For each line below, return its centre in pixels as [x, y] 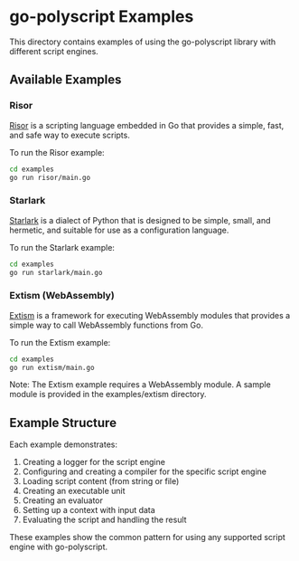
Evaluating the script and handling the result [104, 520]
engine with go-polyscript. [59, 547]
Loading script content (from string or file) [101, 481]
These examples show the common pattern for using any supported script [148, 537]
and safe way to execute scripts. [70, 135]
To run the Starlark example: [62, 247]
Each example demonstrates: [63, 444]
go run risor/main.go [50, 177]
